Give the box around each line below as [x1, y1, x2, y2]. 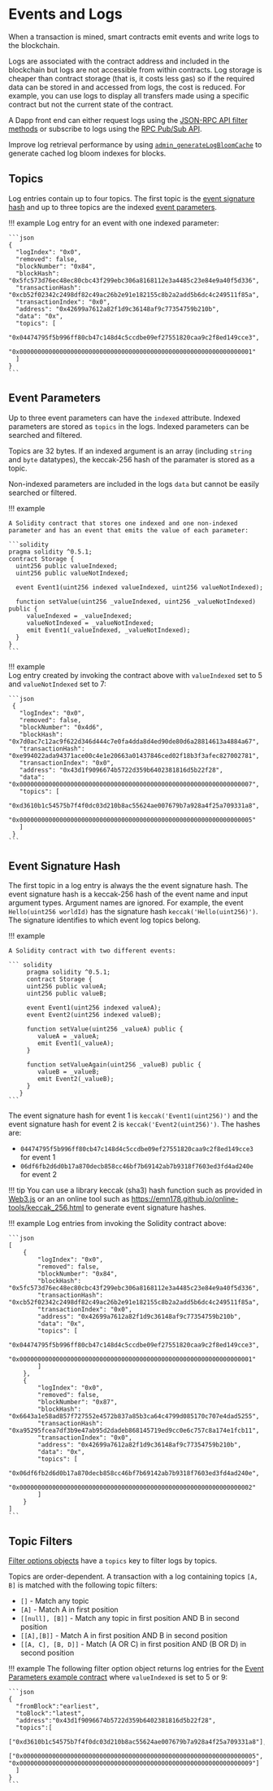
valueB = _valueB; [37, 1068, 100, 1076]
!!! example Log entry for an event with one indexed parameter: [8, 217, 219, 228]
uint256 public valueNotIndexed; [15, 569, 129, 577]
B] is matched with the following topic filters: [8, 1580, 158, 1590]
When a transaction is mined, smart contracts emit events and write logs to [8, 32, 260, 42]
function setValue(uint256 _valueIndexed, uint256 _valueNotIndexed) [15, 598, 256, 606]
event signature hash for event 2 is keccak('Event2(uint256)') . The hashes [8, 1119, 261, 1129]
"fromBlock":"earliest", [15, 1702, 100, 1710]
